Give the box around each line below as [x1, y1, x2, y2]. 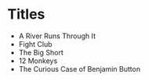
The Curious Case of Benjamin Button [18, 64, 141, 73]
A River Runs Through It [18, 31, 96, 40]
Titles [7, 5, 45, 23]
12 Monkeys [18, 56, 58, 65]
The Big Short [18, 48, 64, 57]
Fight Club [18, 39, 52, 48]
